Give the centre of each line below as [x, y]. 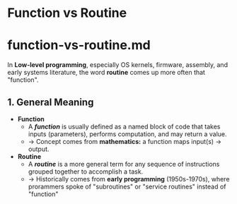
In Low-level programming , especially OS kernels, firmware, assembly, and [118, 65]
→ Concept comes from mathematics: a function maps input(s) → [125, 141]
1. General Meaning [51, 102]
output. [39, 149]
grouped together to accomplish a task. [86, 172]
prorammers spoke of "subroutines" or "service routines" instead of [127, 186]
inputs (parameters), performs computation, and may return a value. [127, 134]
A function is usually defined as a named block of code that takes [124, 126]
